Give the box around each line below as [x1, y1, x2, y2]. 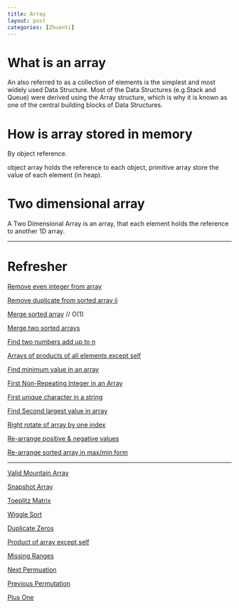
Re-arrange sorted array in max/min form [7, 448, 128, 457]
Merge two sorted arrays [7, 324, 80, 333]
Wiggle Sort [7, 510, 43, 519]
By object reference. [7, 149, 68, 158]
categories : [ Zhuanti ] [7, 24, 75, 31]
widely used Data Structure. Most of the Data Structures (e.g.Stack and [7, 86, 216, 94]
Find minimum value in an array [7, 365, 100, 374]
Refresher [7, 258, 68, 275]
